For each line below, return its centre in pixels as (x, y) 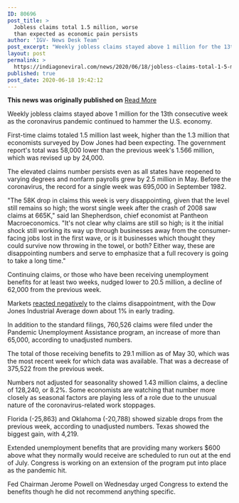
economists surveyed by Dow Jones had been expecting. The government (117, 143)
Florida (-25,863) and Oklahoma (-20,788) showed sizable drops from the (115, 419)
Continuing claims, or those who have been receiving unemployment (108, 275)
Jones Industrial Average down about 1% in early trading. (91, 311)
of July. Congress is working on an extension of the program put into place (117, 463)
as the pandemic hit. (37, 470)
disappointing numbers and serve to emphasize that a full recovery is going (118, 254)
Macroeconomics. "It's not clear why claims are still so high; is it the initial (116, 223)
